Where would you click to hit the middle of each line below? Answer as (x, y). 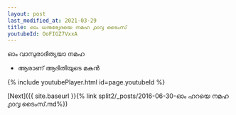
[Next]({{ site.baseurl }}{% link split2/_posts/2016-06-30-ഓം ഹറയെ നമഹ (118, 96)
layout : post (27, 14)
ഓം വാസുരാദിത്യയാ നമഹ (46, 54)
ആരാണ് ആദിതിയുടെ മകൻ (58, 68)
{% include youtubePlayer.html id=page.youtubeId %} (86, 82)
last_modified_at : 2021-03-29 (52, 21)
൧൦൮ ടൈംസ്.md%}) (38, 104)
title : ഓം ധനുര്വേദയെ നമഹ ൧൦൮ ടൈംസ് (67, 27)
